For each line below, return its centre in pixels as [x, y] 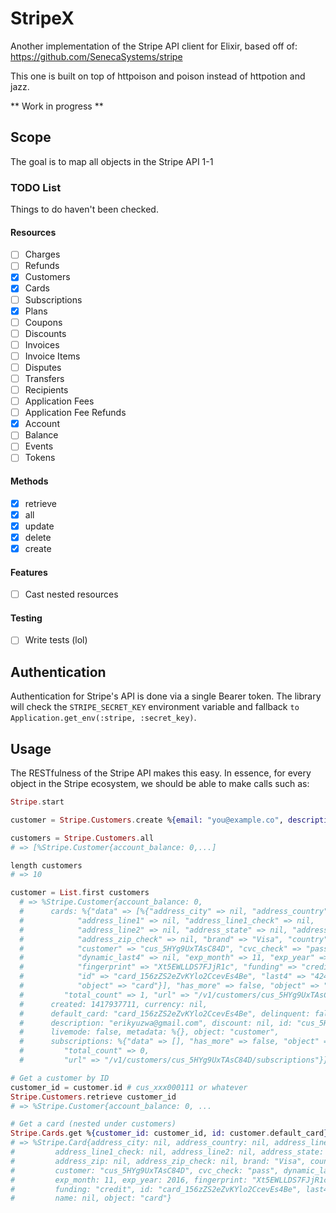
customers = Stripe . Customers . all [82, 838]
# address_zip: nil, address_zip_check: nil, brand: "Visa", [158, 1161]
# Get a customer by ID [60, 1078]
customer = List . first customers [80, 893]
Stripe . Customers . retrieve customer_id [93, 1097]
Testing [26, 618]
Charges [42, 254]
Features [29, 572]
